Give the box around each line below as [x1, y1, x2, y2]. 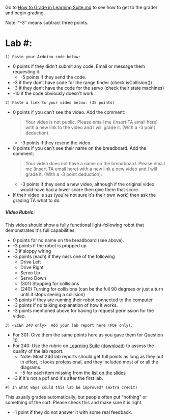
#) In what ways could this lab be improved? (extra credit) [5, 385, 138, 390]
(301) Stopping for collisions [20, 280, 79, 286]
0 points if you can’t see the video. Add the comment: [12, 109, 126, 115]
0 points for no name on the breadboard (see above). [12, 237, 124, 243]
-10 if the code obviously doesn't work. [12, 90, 95, 96]
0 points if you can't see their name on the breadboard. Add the [12, 145, 147, 151]
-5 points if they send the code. [20, 74, 87, 80]
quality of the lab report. [12, 348, 64, 354]
